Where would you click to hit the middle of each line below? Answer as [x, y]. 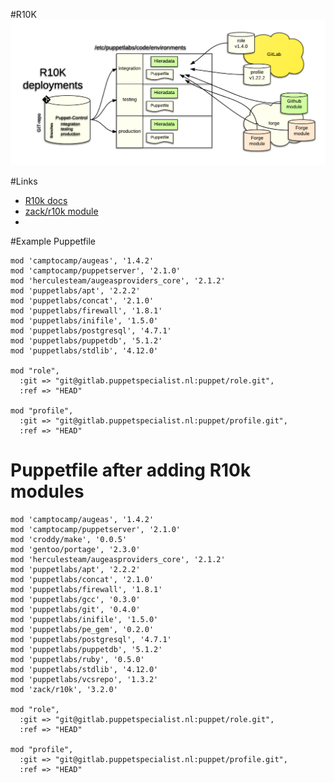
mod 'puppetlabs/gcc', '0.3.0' [75, 599]
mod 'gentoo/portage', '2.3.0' [75, 549]
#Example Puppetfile [53, 241]
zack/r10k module [61, 211]
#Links [24, 181]
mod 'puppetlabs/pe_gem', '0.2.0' [82, 629]
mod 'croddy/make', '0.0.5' [69, 539]
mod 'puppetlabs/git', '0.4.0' [75, 609]
